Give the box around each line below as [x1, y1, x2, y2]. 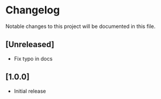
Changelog [5, 3, 60, 17]
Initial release [13, 87, 46, 94]
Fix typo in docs [13, 55, 53, 62]
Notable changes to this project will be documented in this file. [5, 23, 156, 30]
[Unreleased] [5, 40, 55, 49]
